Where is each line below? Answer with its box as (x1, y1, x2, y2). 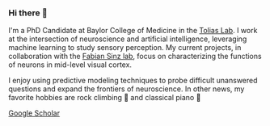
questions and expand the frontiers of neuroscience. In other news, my (8, 84, 245, 94)
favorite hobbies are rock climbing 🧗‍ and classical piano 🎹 (8, 93, 201, 103)
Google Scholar (8, 108, 61, 118)
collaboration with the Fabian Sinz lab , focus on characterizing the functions (8, 52, 262, 61)
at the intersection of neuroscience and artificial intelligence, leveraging (8, 34, 247, 44)
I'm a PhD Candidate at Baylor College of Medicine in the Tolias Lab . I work (8, 26, 258, 36)
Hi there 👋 (8, 7, 49, 19)
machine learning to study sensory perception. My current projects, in (8, 43, 242, 52)
